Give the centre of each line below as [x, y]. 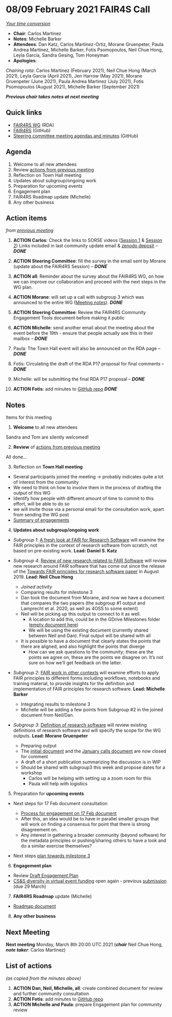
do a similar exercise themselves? [56, 846]
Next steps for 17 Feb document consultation [60, 804]
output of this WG [32, 493]
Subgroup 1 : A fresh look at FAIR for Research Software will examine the [89, 540]
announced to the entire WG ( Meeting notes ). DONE [68, 303]
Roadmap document [34, 906]
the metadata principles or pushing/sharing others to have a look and [93, 840]
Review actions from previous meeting [53, 169]
